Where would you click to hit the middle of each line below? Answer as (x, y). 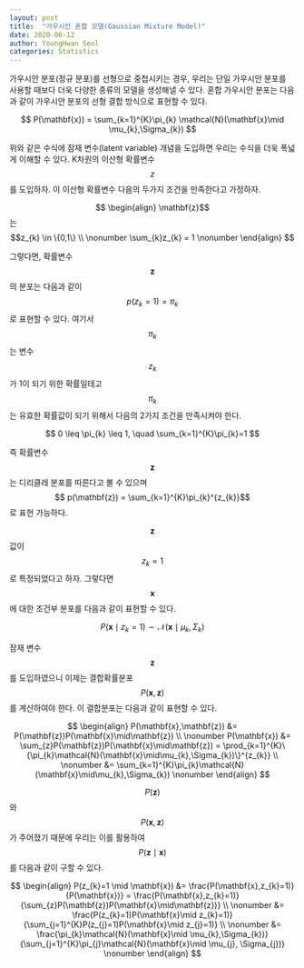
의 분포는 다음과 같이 (46, 286)
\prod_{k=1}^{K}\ (254, 745)
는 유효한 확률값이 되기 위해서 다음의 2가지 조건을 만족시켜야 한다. (126, 415)
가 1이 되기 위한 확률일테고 (56, 384)
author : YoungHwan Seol (54, 43)
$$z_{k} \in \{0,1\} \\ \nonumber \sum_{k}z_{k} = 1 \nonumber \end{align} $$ (152, 238)
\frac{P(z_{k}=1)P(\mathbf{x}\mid (135, 914)
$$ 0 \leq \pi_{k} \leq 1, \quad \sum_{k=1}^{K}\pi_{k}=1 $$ (152, 434)
